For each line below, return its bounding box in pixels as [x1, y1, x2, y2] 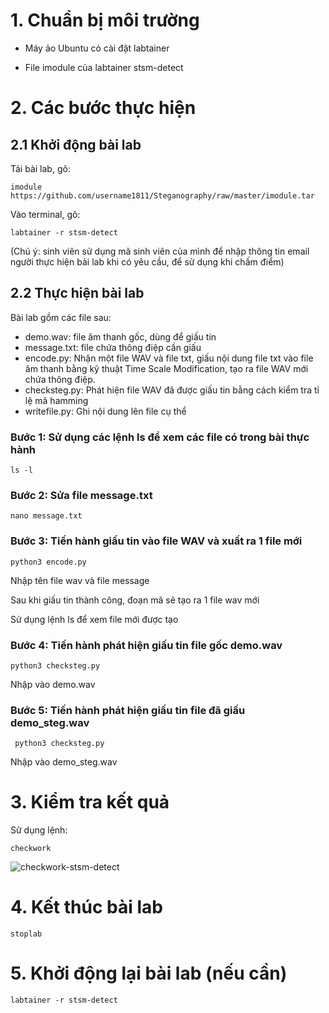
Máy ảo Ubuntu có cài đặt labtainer [24, 42, 170, 54]
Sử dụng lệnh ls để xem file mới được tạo [10, 613, 179, 625]
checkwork [10, 844, 52, 854]
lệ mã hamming [24, 394, 89, 406]
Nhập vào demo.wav [10, 678, 96, 690]
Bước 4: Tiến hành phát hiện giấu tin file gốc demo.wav [10, 638, 283, 652]
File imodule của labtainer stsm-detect [24, 61, 184, 73]
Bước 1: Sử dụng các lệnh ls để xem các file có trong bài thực [10, 430, 310, 444]
